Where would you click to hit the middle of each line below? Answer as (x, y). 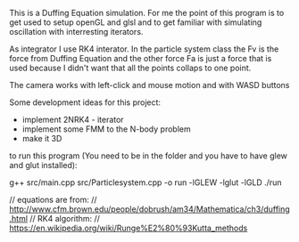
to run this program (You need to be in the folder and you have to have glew (149, 156)
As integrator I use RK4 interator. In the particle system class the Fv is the (144, 49)
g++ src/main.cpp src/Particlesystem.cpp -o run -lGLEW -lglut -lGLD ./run (145, 182)
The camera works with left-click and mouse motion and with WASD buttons (149, 85)
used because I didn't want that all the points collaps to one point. (130, 68)
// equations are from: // (53, 200)
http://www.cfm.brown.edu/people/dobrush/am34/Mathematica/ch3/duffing (149, 209)
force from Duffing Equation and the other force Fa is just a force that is (141, 58)
